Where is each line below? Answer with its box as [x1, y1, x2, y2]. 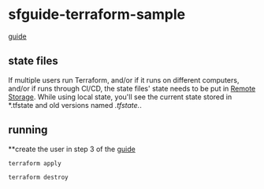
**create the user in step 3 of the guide [8, 144, 136, 154]
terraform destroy [8, 173, 69, 182]
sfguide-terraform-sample [8, 6, 186, 24]
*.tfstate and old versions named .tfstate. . [8, 100, 142, 109]
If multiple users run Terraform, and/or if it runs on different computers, [8, 75, 240, 84]
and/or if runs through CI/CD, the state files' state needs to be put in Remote [8, 83, 256, 93]
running [8, 124, 48, 137]
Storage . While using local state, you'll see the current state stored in [8, 92, 232, 102]
